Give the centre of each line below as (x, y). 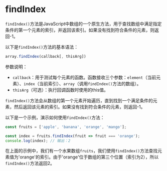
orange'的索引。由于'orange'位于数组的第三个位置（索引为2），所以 (89, 157)
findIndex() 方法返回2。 (30, 163)
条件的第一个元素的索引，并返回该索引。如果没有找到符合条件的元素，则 (80, 30)
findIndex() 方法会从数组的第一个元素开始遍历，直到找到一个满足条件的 (79, 100)
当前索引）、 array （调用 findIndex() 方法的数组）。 (90, 83)
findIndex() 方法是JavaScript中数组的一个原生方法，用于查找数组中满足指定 (83, 24)
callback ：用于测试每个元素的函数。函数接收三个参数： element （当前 (84, 77)
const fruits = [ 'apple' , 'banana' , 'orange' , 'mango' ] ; (66, 127)
